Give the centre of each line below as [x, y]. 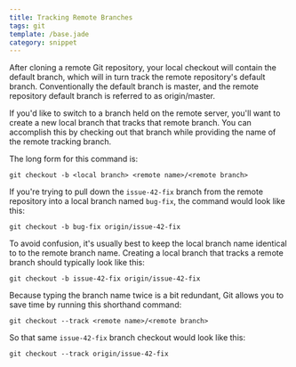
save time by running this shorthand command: [96, 305]
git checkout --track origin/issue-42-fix [89, 354]
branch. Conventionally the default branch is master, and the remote [134, 86]
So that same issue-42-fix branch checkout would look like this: [128, 338]
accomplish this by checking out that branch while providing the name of [143, 132]
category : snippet [43, 42]
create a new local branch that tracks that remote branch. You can [130, 123]
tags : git [28, 26]
